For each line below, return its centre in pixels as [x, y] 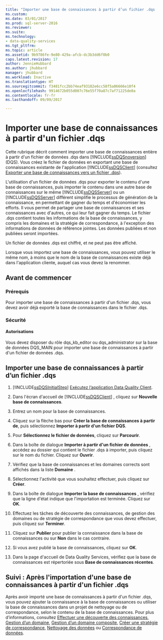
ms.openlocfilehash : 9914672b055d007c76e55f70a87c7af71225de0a [71, 91]
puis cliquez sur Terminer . [39, 523]
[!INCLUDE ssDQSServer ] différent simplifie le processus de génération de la [81, 198]
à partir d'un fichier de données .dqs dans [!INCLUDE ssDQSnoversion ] [76, 157]
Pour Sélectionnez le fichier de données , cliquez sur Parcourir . [76, 435]
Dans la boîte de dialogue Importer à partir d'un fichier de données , [81, 444]
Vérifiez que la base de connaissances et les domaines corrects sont [81, 464]
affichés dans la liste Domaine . [44, 470]
